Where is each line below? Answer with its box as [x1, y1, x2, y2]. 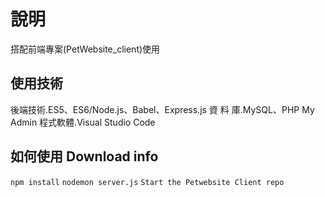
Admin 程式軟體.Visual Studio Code [10, 116, 156, 128]
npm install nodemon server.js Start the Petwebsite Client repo [10, 177, 285, 187]
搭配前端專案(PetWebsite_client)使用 [10, 43, 161, 55]
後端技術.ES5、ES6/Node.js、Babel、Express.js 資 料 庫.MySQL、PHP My [10, 103, 315, 115]
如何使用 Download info [10, 148, 159, 165]
